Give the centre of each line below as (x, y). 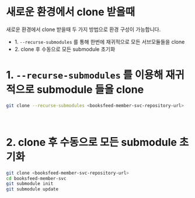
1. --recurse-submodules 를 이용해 (85, 75)
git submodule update (32, 189)
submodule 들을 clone (90, 90)
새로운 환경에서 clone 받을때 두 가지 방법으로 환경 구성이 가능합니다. (83, 29)
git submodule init (30, 184)
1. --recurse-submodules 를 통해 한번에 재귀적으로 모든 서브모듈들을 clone (100, 42)
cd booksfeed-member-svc (36, 178)
